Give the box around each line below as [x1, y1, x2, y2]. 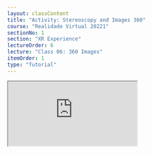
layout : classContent [7, 10, 69, 17]
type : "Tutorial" [7, 61, 57, 68]
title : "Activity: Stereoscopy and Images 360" [7, 16, 146, 23]
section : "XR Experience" [7, 36, 81, 43]
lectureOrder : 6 [7, 42, 54, 49]
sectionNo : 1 [7, 29, 45, 36]
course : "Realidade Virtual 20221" [7, 23, 109, 30]
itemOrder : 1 [7, 55, 45, 62]
